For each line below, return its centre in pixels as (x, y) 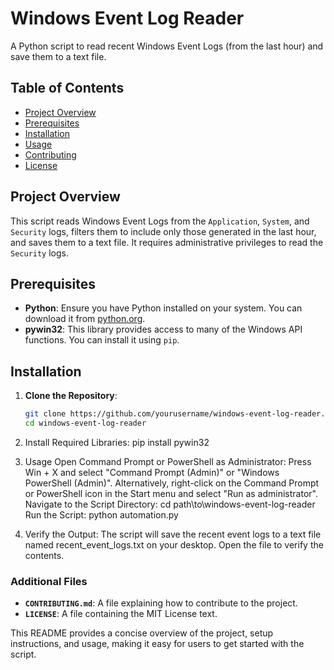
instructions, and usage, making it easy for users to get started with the (157, 644)
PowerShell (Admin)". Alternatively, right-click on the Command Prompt (172, 483)
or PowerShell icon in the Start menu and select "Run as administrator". (171, 493)
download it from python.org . (85, 319)
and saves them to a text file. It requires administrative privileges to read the (167, 242)
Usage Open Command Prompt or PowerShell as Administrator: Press (168, 461)
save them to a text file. (58, 56)
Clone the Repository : (71, 396)
